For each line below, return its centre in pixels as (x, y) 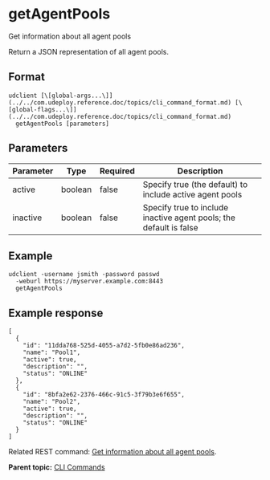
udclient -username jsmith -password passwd (84, 275)
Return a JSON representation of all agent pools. (89, 51)
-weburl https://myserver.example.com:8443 (89, 282)
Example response (56, 313)
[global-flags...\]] (43, 109)
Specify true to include (186, 207)
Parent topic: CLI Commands (57, 467)
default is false (170, 227)
